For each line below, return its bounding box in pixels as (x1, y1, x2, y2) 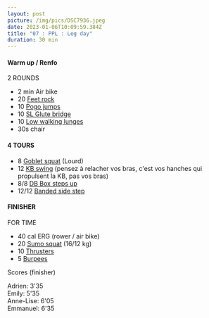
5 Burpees (17, 254, 48, 262)
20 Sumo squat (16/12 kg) (17, 239, 92, 248)
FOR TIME (7, 218, 37, 227)
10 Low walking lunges (17, 117, 84, 126)
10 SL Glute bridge (17, 110, 72, 118)
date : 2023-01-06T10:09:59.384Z (7, 23, 102, 30)
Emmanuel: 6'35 (7, 304, 55, 312)
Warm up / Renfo (7, 58, 58, 67)
